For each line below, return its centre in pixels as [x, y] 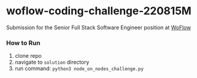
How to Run [23, 43]
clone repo [28, 56]
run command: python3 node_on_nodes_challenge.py [79, 68]
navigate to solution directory [52, 62]
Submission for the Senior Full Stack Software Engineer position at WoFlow [99, 27]
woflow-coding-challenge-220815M [99, 11]
